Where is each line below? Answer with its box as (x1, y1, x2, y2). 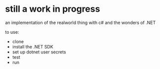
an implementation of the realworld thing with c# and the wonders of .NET (5, 20, 156, 25)
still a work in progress (5, 3, 100, 15)
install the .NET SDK (12, 44, 53, 49)
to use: (5, 29, 19, 35)
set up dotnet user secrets (12, 49, 66, 55)
